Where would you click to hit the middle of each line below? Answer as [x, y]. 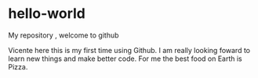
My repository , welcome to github [64, 35]
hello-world [47, 14]
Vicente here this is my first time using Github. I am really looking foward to [129, 50]
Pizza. [18, 66]
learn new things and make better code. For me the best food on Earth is [125, 58]
